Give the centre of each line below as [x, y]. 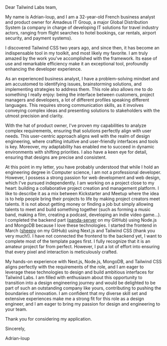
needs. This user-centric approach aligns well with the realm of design [78, 136]
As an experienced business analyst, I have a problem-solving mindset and [82, 79]
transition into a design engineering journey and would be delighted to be [81, 283]
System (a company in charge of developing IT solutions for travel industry [82, 27]
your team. [16, 309]
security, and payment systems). [39, 38]
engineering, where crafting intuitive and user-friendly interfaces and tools [82, 141]
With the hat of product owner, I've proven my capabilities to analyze [76, 125]
